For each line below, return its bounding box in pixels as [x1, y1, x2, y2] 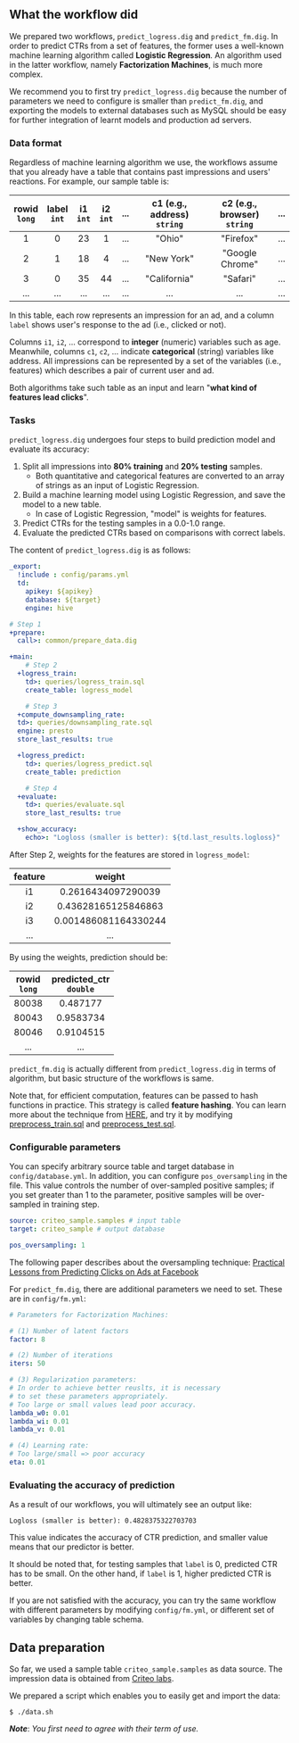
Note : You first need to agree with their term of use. [9, 1723, 199, 1734]
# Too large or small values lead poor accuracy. [9, 1400, 198, 1409]
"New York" [145, 253, 194, 265]
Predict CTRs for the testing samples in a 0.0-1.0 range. [21, 518, 226, 529]
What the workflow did [9, 7, 139, 22]
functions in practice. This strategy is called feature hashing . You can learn [9, 1100, 287, 1110]
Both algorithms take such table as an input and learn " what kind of [9, 383, 258, 394]
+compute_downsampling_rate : [17, 710, 125, 719]
